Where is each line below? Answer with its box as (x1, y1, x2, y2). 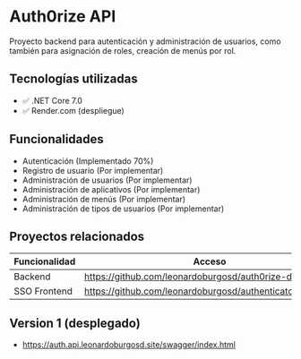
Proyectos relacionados (9, 228, 145, 244)
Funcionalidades (9, 132, 105, 147)
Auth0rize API (9, 6, 116, 27)
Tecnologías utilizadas (9, 72, 138, 87)
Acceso (193, 255, 227, 268)
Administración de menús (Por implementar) (21, 193, 186, 204)
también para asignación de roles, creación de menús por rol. (9, 45, 236, 56)
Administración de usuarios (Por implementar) (21, 175, 193, 185)
